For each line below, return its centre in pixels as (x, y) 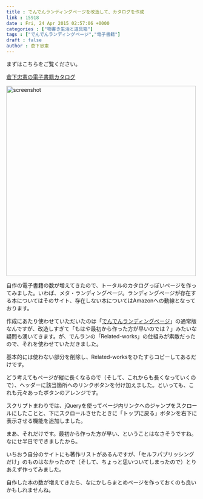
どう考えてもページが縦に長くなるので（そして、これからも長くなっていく (98, 377)
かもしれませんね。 (30, 490)
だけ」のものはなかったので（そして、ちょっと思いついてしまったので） (96, 462)
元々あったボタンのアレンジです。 (59, 393)
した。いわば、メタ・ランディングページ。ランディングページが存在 (107, 293)
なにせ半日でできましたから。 (43, 441)
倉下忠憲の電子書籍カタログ (41, 77)
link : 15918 (23, 18)
